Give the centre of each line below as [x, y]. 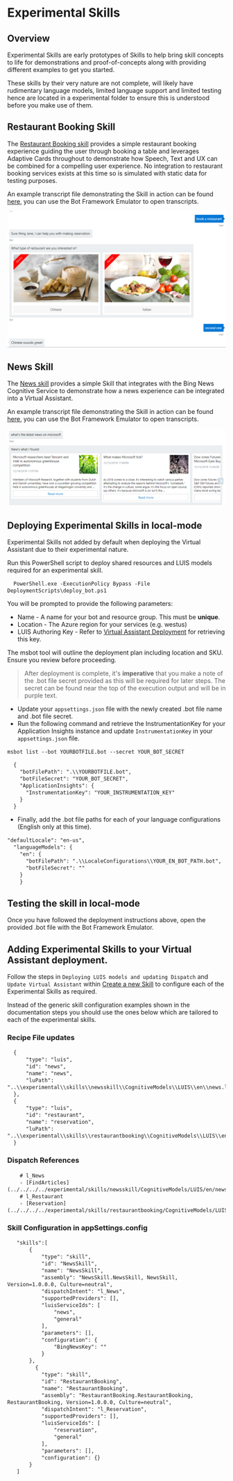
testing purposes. [32, 180]
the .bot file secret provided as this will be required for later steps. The [124, 681]
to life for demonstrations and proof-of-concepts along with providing [107, 62]
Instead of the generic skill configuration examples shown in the [99, 1005]
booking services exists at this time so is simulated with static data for [107, 173]
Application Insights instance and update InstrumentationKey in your [115, 731]
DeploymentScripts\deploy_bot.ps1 [57, 591]
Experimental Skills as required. [52, 991]
